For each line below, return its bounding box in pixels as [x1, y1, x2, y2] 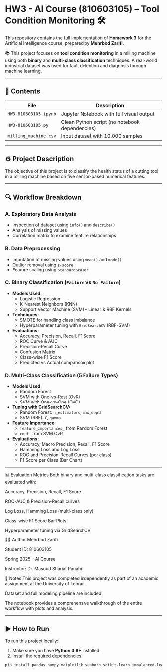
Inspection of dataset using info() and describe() [12, 222, 116, 228]
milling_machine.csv [7, 133, 56, 139]
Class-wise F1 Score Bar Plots [5, 518, 67, 524]
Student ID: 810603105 [5, 546, 52, 552]
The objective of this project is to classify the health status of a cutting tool [5, 168, 159, 174]
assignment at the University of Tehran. [5, 581, 86, 587]
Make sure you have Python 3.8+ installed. [12, 647, 101, 653]
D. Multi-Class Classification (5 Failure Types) [5, 372, 118, 379]
